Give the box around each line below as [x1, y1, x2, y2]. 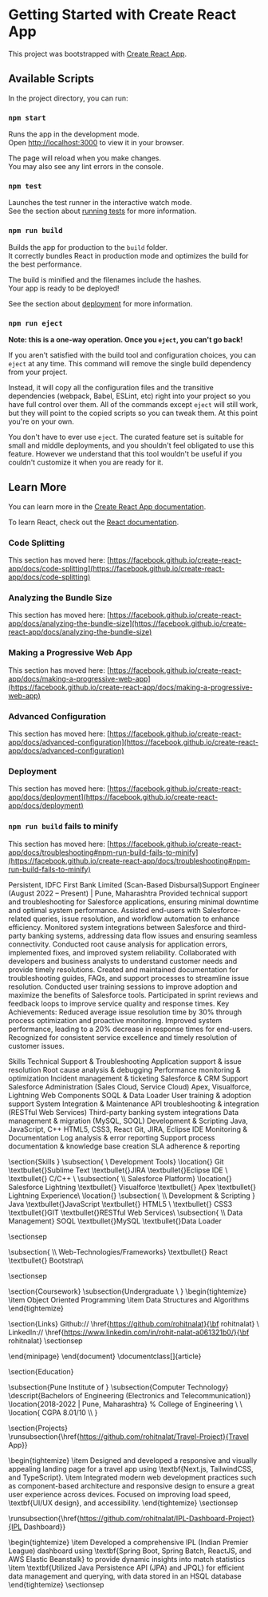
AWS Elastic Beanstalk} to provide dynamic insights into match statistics [8, 1554, 246, 1563]
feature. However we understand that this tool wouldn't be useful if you [8, 449, 242, 458]
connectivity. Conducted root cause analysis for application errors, [8, 939, 228, 949]
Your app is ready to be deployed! [8, 283, 120, 293]
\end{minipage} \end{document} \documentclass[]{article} [8, 1351, 202, 1361]
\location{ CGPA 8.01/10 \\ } [8, 1407, 98, 1417]
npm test [8, 181, 42, 191]
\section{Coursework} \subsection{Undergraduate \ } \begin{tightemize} [8, 1287, 247, 1296]
